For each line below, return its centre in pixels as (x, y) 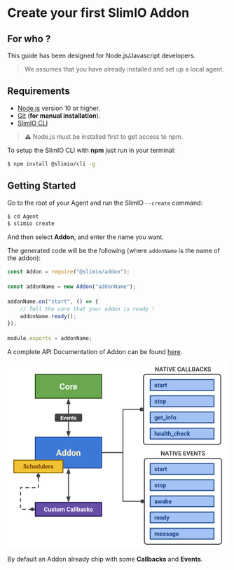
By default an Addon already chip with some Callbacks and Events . (105, 559)
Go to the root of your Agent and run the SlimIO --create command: (105, 203)
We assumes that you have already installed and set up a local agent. (124, 69)
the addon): (24, 258)
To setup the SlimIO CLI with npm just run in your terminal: (92, 150)
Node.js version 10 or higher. (58, 108)
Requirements (39, 91)
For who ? (29, 39)
